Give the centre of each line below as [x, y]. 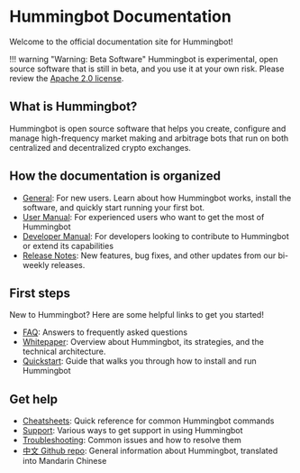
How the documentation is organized [115, 176]
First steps [40, 293]
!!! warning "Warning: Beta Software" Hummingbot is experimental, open [144, 59]
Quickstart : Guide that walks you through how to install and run [139, 361]
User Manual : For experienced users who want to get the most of [143, 217]
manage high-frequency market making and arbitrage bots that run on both [149, 138]
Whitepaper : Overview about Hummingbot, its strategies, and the [143, 342]
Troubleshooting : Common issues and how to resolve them [132, 441]
